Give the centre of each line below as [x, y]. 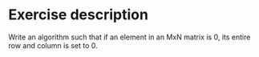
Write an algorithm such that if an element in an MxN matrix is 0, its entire [129, 37]
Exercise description [78, 15]
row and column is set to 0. [53, 45]
